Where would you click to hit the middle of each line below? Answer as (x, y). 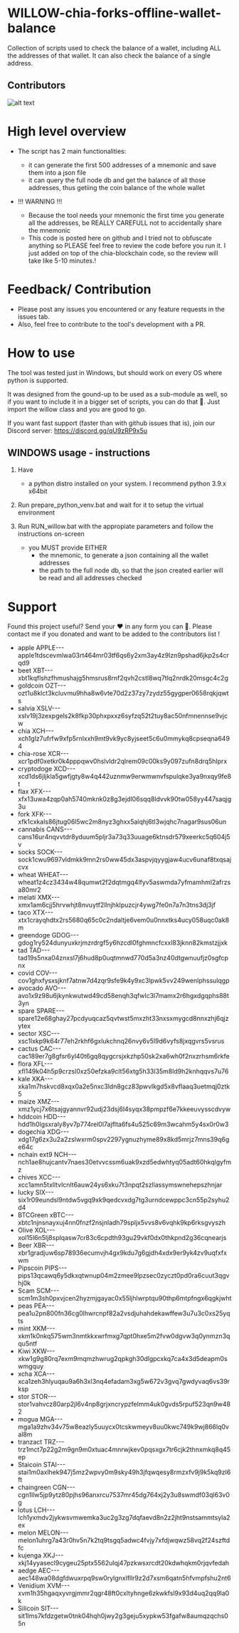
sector (27, 1034)
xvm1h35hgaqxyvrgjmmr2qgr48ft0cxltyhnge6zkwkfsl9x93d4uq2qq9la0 (123, 1593)
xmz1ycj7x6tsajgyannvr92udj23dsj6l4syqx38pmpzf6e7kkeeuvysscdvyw (124, 1109)
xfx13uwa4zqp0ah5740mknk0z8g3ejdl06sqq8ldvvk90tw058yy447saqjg (124, 799)
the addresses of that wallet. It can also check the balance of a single (109, 56)
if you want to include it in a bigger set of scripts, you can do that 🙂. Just (114, 401)
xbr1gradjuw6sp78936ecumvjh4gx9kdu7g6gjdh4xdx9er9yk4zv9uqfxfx (122, 1253)
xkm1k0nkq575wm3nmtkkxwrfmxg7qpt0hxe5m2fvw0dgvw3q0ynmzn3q (124, 1336)
